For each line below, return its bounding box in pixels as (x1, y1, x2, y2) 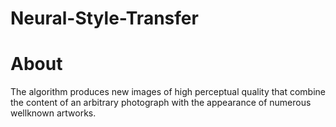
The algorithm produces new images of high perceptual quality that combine (10, 86, 326, 98)
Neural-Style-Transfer (10, 7, 199, 30)
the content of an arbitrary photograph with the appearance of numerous (10, 97, 312, 109)
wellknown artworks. (10, 107, 97, 119)
